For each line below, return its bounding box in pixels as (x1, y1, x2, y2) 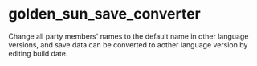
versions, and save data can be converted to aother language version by (8, 39, 248, 49)
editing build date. (8, 48, 68, 58)
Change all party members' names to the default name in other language (8, 31, 249, 41)
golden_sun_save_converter (8, 5, 201, 23)
